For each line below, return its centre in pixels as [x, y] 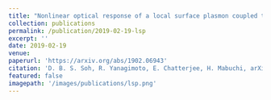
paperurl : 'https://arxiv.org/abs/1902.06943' [88, 61]
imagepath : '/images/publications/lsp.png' [83, 83]
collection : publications [52, 23]
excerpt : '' [28, 38]
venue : [19, 53]
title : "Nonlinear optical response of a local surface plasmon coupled [133, 16]
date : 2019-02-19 [38, 46]
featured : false [35, 76]
